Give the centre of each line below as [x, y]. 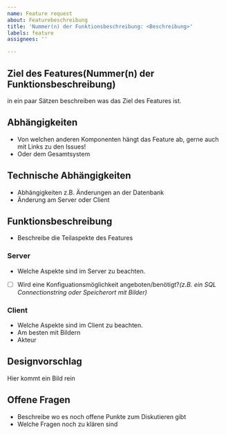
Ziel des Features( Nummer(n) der [81, 73]
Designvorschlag [45, 361]
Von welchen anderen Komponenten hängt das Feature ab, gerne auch [118, 139]
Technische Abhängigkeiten [69, 176]
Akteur [27, 340]
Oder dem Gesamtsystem [54, 154]
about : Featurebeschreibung [48, 20]
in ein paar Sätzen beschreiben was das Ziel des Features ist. [94, 100]
